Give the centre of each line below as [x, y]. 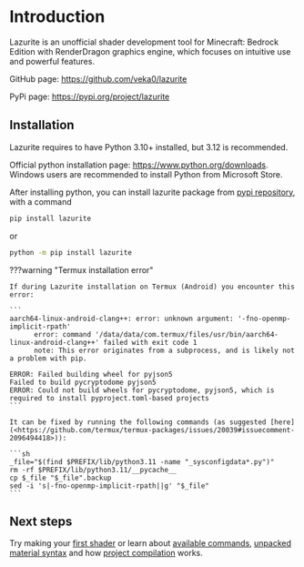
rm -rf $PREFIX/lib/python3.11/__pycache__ [93, 470]
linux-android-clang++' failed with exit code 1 [103, 342]
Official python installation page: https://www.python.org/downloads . [139, 165]
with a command [41, 201]
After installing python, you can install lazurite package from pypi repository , [152, 192]
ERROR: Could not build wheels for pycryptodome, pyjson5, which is [142, 390]
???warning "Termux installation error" [81, 269]
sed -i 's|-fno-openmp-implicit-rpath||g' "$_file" [109, 486]
